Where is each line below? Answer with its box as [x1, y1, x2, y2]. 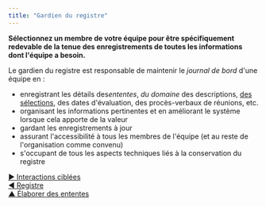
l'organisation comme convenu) [19, 139, 124, 149]
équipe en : [8, 74, 45, 83]
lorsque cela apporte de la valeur [19, 114, 129, 124]
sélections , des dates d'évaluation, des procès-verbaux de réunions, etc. [19, 97, 259, 107]
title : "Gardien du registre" [8, 11, 109, 20]
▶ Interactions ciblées [8, 172, 81, 181]
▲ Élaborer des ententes [8, 189, 90, 198]
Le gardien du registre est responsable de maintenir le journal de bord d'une [8, 65, 258, 75]
